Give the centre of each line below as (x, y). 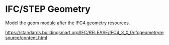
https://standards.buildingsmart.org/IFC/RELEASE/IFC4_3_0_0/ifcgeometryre (84, 32)
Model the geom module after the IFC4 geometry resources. (68, 23)
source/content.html (26, 38)
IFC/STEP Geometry (48, 9)
